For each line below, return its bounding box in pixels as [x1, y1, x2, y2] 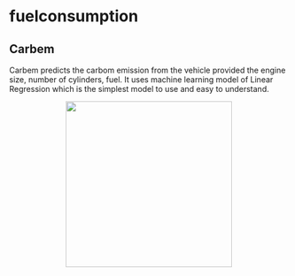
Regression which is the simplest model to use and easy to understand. [9, 84, 269, 94]
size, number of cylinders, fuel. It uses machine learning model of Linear [9, 74, 274, 85]
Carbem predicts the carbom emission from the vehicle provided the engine [9, 65, 286, 75]
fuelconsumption [9, 6, 139, 27]
